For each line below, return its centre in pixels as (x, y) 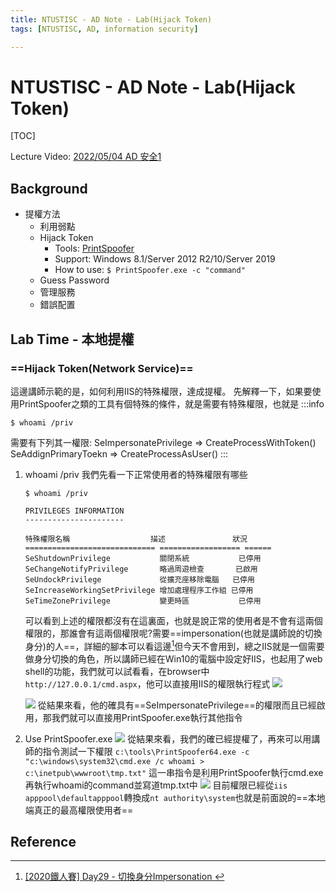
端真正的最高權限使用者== (79, 810)
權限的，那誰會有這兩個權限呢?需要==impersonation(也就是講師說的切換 (173, 633)
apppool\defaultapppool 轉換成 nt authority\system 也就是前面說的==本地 (175, 797)
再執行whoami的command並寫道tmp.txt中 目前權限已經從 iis (156, 785)
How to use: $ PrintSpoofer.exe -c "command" (150, 270)
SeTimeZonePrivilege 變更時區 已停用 (143, 601)
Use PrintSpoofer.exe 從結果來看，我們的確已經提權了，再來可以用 (168, 738)
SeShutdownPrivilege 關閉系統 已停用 (143, 558)
